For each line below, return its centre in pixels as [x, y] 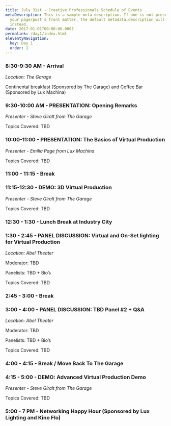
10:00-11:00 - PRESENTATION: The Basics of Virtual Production [85, 140]
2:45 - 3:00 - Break [30, 295]
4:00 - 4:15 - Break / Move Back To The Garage [64, 364]
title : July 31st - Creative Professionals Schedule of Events [74, 10]
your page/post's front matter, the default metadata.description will [88, 19]
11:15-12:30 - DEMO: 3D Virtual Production [59, 188]
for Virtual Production [33, 242]
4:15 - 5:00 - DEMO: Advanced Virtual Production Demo [76, 377]
